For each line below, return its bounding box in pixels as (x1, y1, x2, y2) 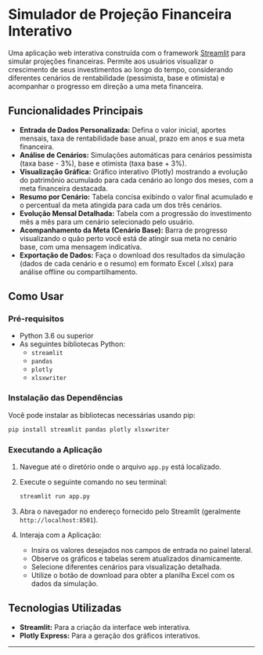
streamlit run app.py (19, 492, 90, 500)
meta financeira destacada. (19, 183, 108, 193)
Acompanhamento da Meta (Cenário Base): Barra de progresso (19, 225, 228, 235)
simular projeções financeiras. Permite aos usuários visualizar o (8, 57, 214, 66)
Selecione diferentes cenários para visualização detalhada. (31, 562, 222, 571)
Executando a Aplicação (8, 444, 103, 455)
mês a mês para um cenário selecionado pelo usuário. (19, 217, 195, 226)
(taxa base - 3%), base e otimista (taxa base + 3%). (19, 159, 187, 168)
